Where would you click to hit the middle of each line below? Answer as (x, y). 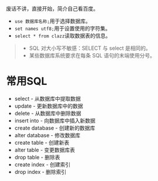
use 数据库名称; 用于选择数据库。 (53, 21)
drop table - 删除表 (37, 157)
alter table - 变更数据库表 (45, 150)
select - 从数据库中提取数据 (47, 98)
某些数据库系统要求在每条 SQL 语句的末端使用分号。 (92, 55)
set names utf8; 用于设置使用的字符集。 (63, 28)
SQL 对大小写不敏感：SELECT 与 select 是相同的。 (90, 48)
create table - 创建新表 (42, 142)
